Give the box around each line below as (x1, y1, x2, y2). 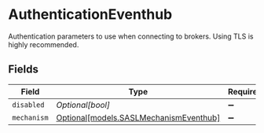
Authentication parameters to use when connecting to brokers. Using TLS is (8, 31, 254, 41)
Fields (8, 63, 39, 76)
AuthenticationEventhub (8, 6, 173, 24)
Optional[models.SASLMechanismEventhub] (56, 112, 221, 123)
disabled (12, 100, 45, 109)
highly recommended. (8, 39, 79, 49)
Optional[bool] (56, 99, 110, 110)
